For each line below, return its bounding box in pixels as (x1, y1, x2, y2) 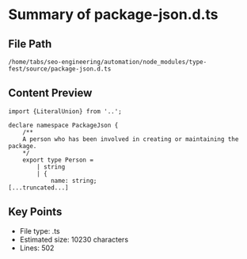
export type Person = (22, 156, 93, 164)
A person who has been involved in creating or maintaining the (22, 135, 239, 143)
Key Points (8, 205, 63, 219)
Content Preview (8, 86, 93, 100)
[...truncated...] (8, 184, 69, 192)
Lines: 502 (19, 243, 55, 253)
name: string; (50, 177, 97, 185)
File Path (8, 37, 52, 51)
